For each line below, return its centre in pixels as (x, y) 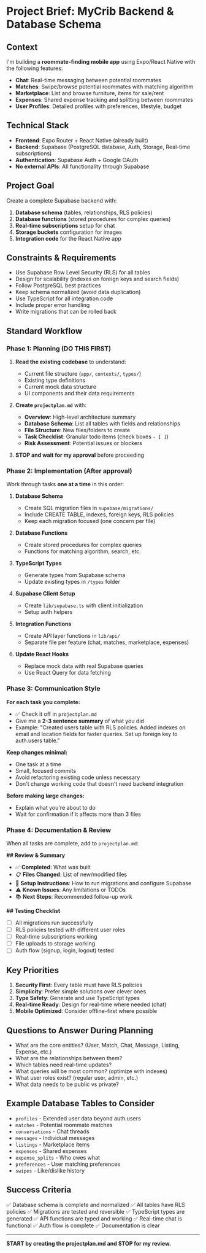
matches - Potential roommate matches (64, 1125)
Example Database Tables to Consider (81, 1104)
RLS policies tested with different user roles (70, 930)
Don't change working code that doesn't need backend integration (99, 783)
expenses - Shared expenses (51, 1151)
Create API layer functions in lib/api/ (72, 636)
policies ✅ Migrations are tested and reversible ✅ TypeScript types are (96, 1211)
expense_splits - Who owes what (57, 1157)
